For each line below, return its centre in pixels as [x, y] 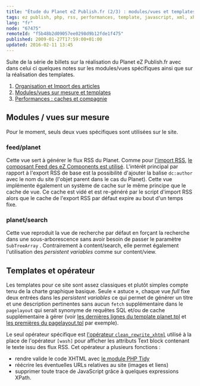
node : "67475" [24, 28]
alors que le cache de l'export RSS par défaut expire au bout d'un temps [95, 198]
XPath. [23, 378]
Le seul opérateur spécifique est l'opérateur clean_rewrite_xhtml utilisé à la [99, 335]
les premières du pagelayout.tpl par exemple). [62, 323]
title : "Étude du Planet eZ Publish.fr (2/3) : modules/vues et [87, 12]
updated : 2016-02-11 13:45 [40, 45]
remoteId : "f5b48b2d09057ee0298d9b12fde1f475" [65, 34]
